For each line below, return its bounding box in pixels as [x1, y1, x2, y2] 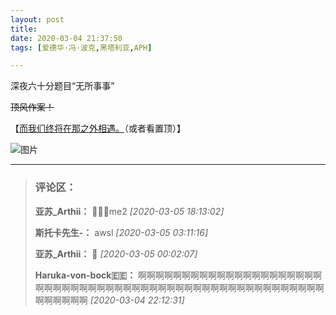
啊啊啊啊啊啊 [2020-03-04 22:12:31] [34, 294, 185, 306]
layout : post [10, 14, 65, 25]
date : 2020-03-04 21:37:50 [10, 33, 123, 43]
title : [10, 24, 38, 34]
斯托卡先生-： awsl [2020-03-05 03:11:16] [34, 226, 209, 238]
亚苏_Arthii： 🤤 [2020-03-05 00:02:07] [34, 247, 198, 260]
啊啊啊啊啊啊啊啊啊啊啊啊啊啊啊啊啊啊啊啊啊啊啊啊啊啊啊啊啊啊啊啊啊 [34, 281, 325, 293]
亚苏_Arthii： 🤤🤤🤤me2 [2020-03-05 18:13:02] [34, 205, 225, 217]
